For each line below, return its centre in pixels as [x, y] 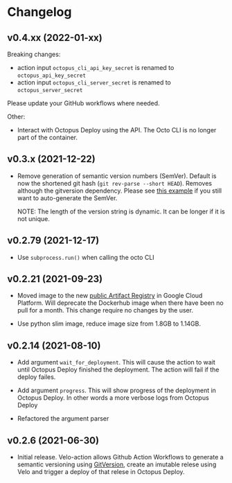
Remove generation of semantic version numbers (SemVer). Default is [117, 176]
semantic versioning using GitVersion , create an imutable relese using [117, 464]
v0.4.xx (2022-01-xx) [55, 38]
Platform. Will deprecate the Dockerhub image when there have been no [120, 303]
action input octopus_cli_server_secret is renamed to [94, 82]
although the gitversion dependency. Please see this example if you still [119, 191]
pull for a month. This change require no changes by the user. [105, 310]
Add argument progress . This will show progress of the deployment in [117, 390]
